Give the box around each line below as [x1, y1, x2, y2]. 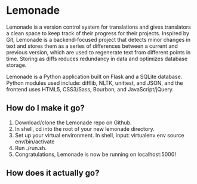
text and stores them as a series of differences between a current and [6, 42, 178, 50]
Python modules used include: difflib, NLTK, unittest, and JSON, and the [6, 79, 183, 87]
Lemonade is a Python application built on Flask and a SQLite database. [6, 73, 183, 80]
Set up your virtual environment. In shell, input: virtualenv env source [14, 131, 184, 139]
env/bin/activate [14, 138, 55, 145]
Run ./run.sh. [14, 144, 47, 151]
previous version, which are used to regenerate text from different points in [6, 48, 191, 56]
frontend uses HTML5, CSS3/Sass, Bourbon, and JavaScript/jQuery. [6, 85, 174, 93]
